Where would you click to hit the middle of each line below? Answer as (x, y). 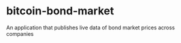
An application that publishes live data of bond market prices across (91, 27)
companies (20, 33)
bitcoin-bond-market (60, 11)
